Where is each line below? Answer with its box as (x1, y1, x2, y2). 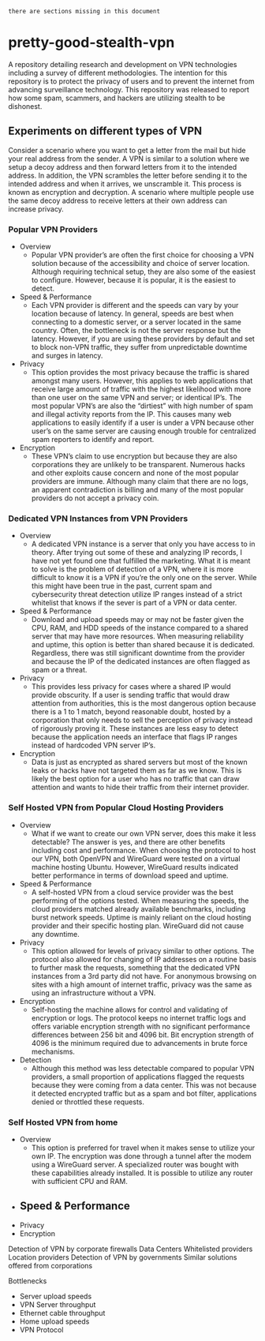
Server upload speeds (19, 1291, 92, 1301)
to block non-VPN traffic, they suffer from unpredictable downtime (31, 343, 248, 352)
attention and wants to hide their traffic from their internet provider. (31, 782, 250, 792)
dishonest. (8, 101, 43, 111)
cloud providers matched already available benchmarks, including (31, 904, 246, 913)
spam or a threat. (31, 665, 88, 675)
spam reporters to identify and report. (31, 435, 155, 444)
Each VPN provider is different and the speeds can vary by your (31, 301, 239, 310)
